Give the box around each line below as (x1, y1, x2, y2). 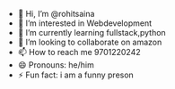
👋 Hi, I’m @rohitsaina (17, 9, 95, 19)
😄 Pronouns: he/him (17, 60, 94, 70)
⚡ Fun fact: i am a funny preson (17, 69, 135, 80)
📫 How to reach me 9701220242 (17, 47, 141, 57)
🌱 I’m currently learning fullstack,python (17, 28, 166, 37)
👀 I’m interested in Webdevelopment (17, 18, 153, 28)
